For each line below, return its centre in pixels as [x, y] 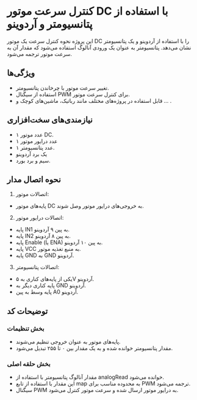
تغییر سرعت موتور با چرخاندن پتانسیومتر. [62, 88]
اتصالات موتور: [32, 194]
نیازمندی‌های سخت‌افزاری [50, 120]
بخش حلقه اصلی [29, 363]
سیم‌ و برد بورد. [33, 160]
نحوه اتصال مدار [34, 179]
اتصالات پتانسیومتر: [38, 267]
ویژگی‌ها [21, 73]
